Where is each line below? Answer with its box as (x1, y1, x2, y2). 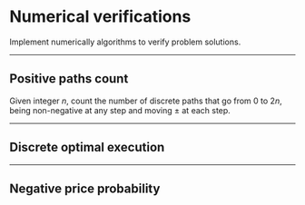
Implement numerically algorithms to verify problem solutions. (9, 36, 241, 47)
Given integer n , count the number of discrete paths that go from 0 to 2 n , (9, 95, 283, 106)
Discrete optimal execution (9, 140, 165, 155)
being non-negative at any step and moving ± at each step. (9, 104, 231, 115)
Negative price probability (9, 181, 161, 196)
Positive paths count (9, 71, 129, 87)
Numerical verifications (9, 6, 192, 27)
